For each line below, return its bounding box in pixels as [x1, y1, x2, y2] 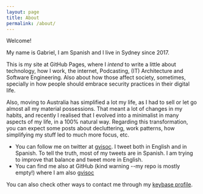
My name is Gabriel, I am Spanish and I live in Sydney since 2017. [6, 49, 169, 56]
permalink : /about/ [6, 20, 56, 26]
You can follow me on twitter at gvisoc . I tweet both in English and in [15, 143, 187, 151]
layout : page [6, 9, 40, 15]
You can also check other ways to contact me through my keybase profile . [6, 181, 193, 188]
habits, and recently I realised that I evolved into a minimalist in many [6, 111, 179, 119]
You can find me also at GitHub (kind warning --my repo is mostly [15, 163, 180, 170]
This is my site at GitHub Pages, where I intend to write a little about [6, 61, 177, 68]
